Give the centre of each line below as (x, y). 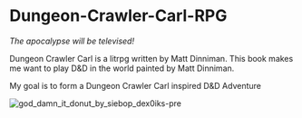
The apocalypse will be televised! (72, 41)
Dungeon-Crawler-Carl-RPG (118, 16)
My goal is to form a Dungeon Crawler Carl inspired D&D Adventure (135, 85)
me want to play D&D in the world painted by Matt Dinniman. (122, 68)
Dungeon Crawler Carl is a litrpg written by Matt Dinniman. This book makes (151, 58)
